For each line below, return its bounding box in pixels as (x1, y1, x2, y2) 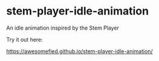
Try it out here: (6, 36, 44, 43)
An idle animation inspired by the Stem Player (6, 24, 120, 31)
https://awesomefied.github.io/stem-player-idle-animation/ (6, 47, 153, 55)
